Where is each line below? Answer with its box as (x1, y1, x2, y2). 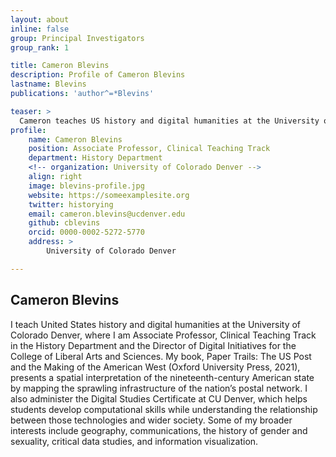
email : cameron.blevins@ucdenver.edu (28, 209, 186, 219)
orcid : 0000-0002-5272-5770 (28, 227, 145, 238)
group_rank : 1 (10, 42, 70, 53)
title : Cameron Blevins (10, 61, 110, 71)
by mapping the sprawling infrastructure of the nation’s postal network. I (10, 382, 308, 394)
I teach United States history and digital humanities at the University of (10, 318, 302, 330)
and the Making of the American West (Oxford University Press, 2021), (10, 361, 301, 373)
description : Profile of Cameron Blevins (10, 70, 186, 80)
